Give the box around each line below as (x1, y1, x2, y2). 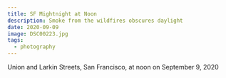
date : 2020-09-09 (7, 23, 59, 30)
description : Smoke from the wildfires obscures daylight (7, 17, 183, 24)
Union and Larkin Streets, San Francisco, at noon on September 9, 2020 (7, 63, 219, 71)
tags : (7, 37, 24, 44)
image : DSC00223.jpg (7, 30, 69, 38)
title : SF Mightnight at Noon (7, 10, 98, 18)
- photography (14, 43, 56, 50)
